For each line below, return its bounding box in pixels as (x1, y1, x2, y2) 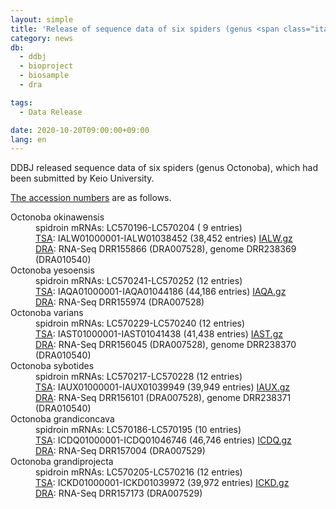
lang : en (10, 134, 47, 145)
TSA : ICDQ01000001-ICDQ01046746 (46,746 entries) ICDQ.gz (35, 434, 292, 446)
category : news (10, 33, 74, 43)
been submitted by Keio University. (10, 172, 155, 185)
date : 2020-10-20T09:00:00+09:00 (10, 125, 150, 135)
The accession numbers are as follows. (10, 192, 172, 204)
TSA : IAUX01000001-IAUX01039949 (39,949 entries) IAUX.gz (35, 381, 291, 393)
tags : (10, 97, 33, 108)
